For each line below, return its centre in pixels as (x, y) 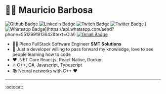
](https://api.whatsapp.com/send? (80, 29)
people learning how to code (41, 54)
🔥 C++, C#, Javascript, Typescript (47, 65)
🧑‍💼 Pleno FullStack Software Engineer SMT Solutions (67, 44)
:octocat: (14, 87)
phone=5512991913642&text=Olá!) (41, 34)
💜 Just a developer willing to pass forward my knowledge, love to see (83, 49)
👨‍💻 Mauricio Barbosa (49, 10)
